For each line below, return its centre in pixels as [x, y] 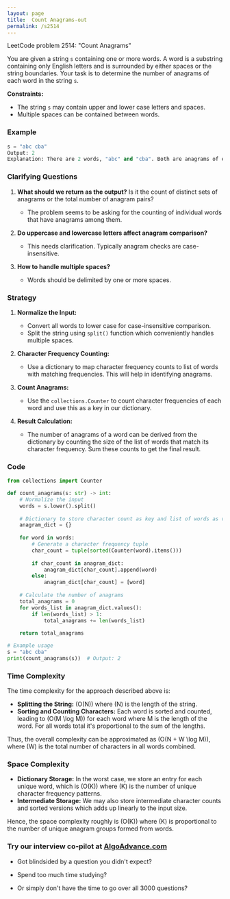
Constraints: [25, 94]
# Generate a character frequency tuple [90, 544]
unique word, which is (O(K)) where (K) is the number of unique [106, 786]
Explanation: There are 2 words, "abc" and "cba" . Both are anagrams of [113, 159]
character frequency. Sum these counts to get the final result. [114, 448]
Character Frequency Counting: [63, 353]
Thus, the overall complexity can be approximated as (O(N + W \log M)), [109, 739]
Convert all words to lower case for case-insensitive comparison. [119, 325]
